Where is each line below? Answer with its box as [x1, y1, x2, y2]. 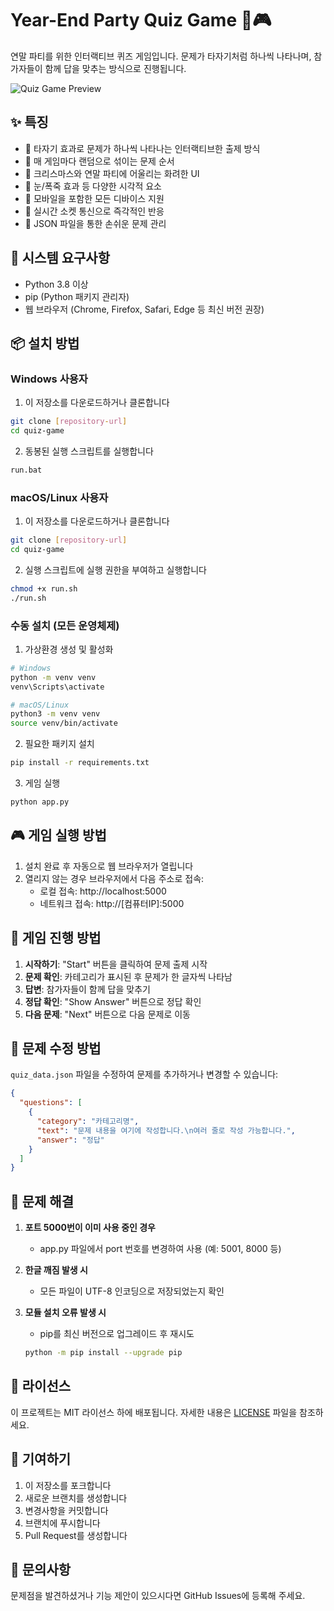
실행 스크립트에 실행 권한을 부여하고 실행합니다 [24, 563, 207, 576]
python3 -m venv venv [10, 709, 101, 719]
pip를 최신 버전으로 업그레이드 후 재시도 [39, 1328, 195, 1340]
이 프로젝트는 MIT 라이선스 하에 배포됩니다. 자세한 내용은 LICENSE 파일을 [10, 1406, 298, 1418]
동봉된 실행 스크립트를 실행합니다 [24, 445, 154, 457]
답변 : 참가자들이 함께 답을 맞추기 [24, 983, 151, 995]
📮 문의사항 [10, 1561, 72, 1578]
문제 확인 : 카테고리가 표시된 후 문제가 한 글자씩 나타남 [24, 970, 233, 982]
